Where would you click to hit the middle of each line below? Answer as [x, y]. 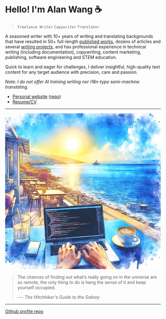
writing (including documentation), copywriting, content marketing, [73, 52]
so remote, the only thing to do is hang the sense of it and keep [82, 282]
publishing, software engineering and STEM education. [61, 57]
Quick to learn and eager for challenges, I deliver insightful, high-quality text [83, 67]
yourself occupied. [36, 287]
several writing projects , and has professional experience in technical [76, 46]
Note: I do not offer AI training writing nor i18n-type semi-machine [72, 82]
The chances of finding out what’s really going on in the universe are [87, 277]
